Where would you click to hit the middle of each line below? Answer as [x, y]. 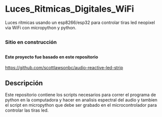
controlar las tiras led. [27, 110]
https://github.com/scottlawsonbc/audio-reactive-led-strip [64, 68]
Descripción [24, 83]
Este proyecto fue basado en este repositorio [52, 57]
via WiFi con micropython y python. [41, 27]
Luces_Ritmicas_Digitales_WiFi [70, 9]
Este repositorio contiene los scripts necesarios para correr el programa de [81, 95]
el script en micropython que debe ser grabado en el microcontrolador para [81, 105]
